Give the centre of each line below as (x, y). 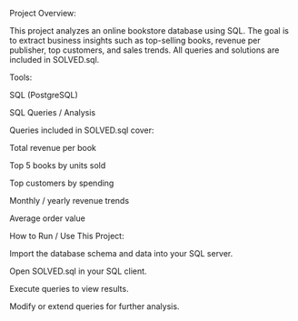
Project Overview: (43, 13)
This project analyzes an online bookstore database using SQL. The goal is (149, 30)
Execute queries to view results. (69, 289)
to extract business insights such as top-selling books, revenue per (135, 40)
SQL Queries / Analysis (53, 112)
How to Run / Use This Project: (67, 236)
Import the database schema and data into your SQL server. (121, 253)
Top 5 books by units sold (58, 166)
